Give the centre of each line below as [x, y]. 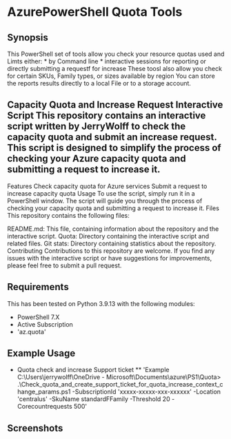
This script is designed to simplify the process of [114, 148]
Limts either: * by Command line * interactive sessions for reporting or [107, 61]
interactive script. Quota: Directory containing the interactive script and [108, 236]
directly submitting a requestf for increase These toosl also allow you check [115, 69]
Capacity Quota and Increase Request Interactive [115, 105]
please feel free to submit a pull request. [64, 265]
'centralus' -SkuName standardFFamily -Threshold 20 [93, 399]
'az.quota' [31, 331]
